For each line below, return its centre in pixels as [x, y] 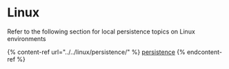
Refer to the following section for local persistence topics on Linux [101, 31]
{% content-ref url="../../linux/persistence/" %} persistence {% [96, 52]
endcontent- [205, 52]
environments [27, 38]
